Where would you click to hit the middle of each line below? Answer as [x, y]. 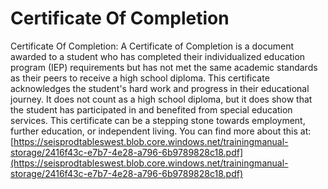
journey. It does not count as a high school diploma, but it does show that [161, 99]
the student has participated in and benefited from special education [151, 109]
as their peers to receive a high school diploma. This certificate [140, 78]
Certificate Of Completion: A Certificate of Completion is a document [152, 46]
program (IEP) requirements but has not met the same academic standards [164, 67]
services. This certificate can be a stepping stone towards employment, [158, 120]
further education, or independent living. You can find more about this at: [161, 131]
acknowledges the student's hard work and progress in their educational [160, 88]
